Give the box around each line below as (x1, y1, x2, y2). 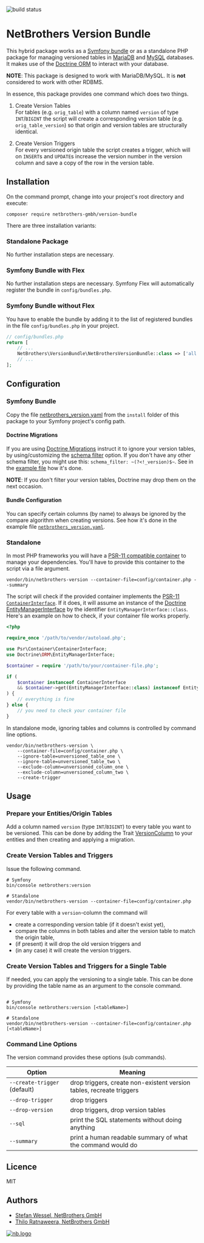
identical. (15, 128, 38, 135)
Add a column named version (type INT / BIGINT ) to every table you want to (6, 823, 191, 831)
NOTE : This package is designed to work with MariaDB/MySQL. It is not (6, 72, 186, 79)
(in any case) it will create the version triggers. (15, 946, 132, 954)
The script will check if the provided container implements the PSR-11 (6, 593, 180, 600)
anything (70, 1124, 95, 1132)
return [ (6, 339, 29, 345)
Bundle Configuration (6, 496, 62, 504)
